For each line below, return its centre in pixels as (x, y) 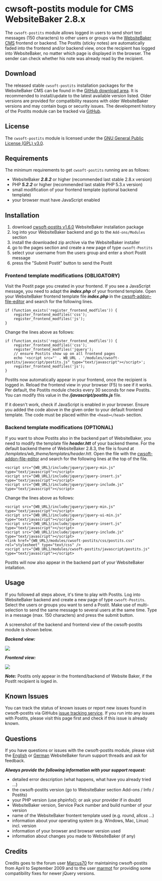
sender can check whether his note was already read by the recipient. (74, 58)
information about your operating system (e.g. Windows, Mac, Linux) (80, 821)
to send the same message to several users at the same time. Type (90, 610)
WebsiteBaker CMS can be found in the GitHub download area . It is (72, 90)
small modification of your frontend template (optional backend (74, 190)
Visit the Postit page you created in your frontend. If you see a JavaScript (78, 286)
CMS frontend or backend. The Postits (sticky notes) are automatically (75, 43)
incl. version (24, 826)
